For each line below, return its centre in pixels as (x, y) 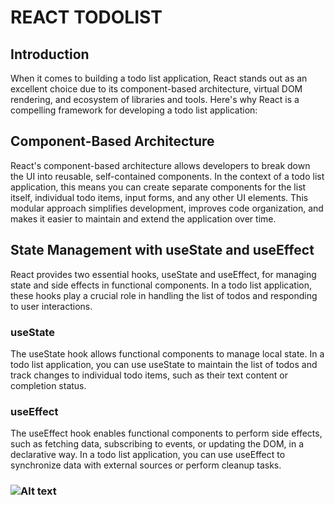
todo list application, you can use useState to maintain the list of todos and (164, 364)
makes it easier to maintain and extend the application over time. (143, 218)
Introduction (50, 54)
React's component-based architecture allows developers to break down (160, 165)
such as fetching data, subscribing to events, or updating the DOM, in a (157, 444)
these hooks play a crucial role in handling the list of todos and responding (164, 295)
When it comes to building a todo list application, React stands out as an (159, 78)
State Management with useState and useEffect (162, 250)
